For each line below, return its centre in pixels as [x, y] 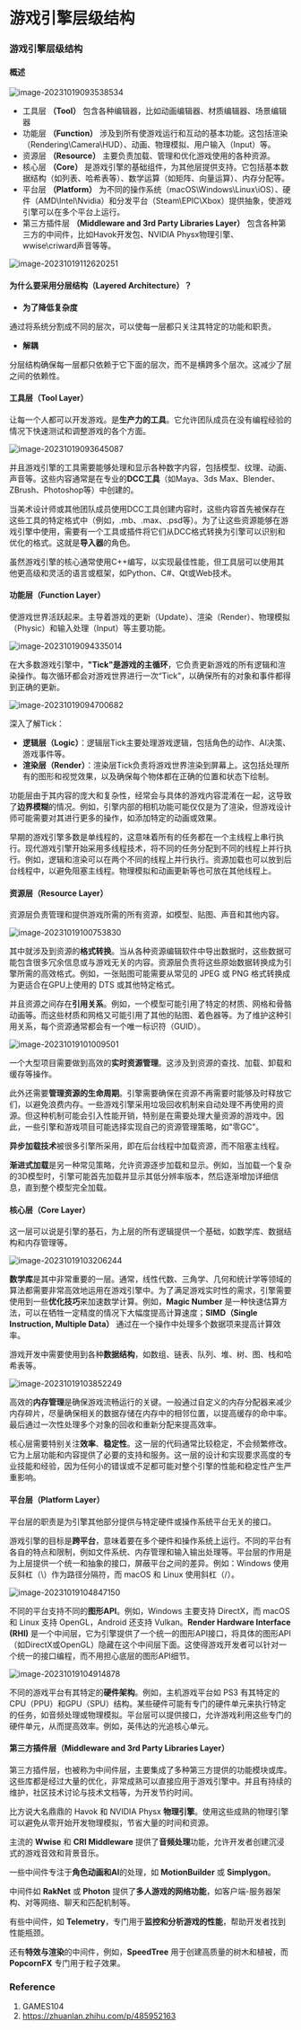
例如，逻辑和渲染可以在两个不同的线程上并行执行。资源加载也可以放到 [154, 859]
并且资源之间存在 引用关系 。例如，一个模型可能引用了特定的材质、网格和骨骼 [150, 1004]
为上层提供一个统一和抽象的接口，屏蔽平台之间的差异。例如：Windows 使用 [149, 1563]
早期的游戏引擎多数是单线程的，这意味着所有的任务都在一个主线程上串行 [142, 837]
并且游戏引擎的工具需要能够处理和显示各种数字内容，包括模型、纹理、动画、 [150, 467]
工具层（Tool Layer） [49, 398]
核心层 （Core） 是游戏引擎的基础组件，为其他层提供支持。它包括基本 [151, 167]
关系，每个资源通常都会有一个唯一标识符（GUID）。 [111, 1026]
